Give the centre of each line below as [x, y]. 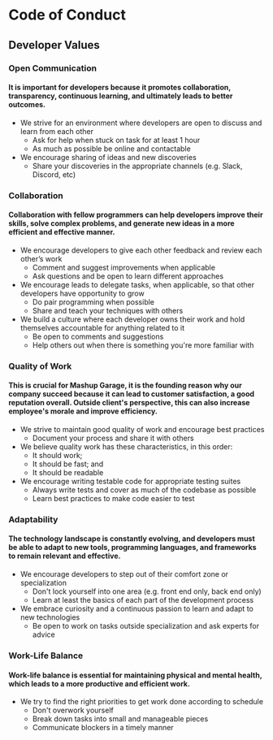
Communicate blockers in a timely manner [103, 728]
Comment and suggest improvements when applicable [123, 267]
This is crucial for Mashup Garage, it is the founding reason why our [125, 385]
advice [43, 634]
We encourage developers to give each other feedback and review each [141, 250]
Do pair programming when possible [93, 301]
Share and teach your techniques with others [108, 310]
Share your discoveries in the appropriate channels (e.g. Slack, [137, 166]
